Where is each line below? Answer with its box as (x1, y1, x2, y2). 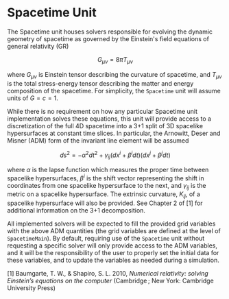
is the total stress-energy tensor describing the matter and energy (7, 79, 194, 87)
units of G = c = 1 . (7, 94, 58, 102)
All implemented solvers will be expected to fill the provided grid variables (7, 219, 216, 228)
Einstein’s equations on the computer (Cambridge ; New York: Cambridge (7, 276, 214, 285)
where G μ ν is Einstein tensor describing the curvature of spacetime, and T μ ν (7, 70, 222, 80)
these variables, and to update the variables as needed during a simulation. (7, 256, 219, 265)
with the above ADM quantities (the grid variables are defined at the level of (7, 227, 221, 235)
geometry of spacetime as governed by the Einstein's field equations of (7, 34, 209, 43)
